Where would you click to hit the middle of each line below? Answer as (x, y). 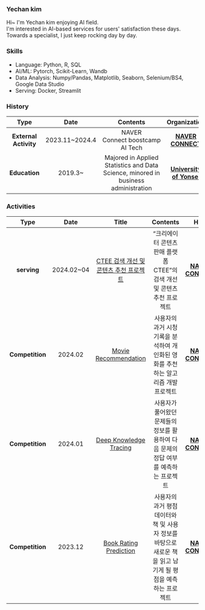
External (24, 136)
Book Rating (121, 543)
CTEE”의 (166, 271)
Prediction (120, 551)
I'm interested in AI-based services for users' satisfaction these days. (94, 29)
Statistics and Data (131, 165)
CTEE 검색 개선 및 (120, 261)
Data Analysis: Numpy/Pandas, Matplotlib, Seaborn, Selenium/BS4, (99, 78)
